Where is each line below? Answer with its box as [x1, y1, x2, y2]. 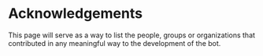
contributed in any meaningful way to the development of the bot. [8, 38, 221, 47]
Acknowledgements [8, 5, 143, 23]
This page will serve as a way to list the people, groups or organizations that [8, 30, 256, 40]
